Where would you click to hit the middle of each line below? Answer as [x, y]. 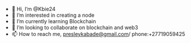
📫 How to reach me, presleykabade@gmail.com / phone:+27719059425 [98, 34]
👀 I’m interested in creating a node [53, 15]
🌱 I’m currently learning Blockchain [54, 21]
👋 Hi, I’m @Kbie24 [33, 9]
